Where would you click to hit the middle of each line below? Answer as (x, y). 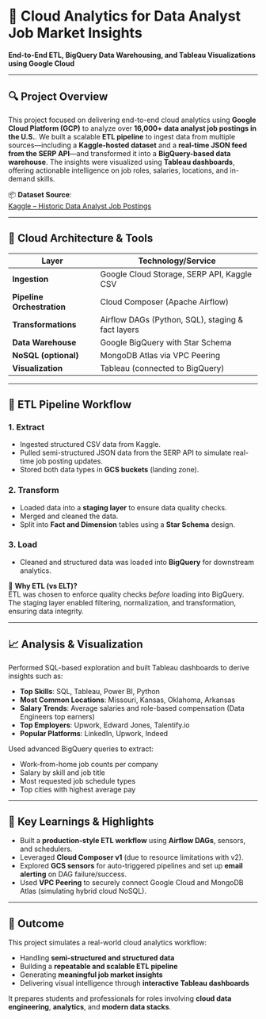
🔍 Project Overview (58, 97)
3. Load (23, 544)
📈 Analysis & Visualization (76, 645)
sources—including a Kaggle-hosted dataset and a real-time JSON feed (128, 145)
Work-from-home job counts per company (89, 764)
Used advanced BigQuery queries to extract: (81, 749)
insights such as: (36, 676)
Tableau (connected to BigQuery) (162, 368)
